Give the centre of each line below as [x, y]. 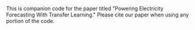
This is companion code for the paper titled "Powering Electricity [85, 9]
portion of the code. [30, 21]
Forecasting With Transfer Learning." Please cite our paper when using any [97, 15]
